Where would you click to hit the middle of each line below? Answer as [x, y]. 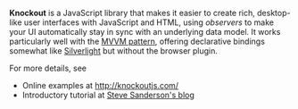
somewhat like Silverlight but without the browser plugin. [114, 51]
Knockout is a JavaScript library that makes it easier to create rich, [132, 13]
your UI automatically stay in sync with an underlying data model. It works [145, 32]
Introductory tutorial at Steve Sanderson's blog [108, 95]
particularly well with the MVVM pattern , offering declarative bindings [137, 41]
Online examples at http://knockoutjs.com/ [100, 85]
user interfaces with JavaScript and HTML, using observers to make [149, 22]
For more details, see [48, 68]
